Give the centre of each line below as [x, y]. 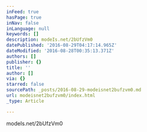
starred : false [25, 85]
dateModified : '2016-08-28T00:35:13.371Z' [60, 51]
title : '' [19, 67]
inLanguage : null [28, 28]
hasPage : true [24, 17]
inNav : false [23, 23]
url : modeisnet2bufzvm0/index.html [51, 95]
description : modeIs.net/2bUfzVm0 [50, 40]
